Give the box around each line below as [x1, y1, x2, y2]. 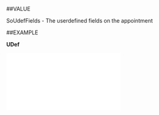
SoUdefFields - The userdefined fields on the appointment [6, 17, 154, 24]
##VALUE [6, 6, 30, 12]
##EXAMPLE [6, 29, 38, 36]
